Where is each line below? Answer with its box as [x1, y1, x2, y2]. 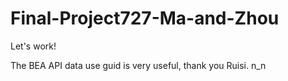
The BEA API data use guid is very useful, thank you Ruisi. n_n [10, 59, 267, 71]
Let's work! [10, 40, 57, 52]
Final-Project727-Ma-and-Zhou [10, 7, 280, 30]
